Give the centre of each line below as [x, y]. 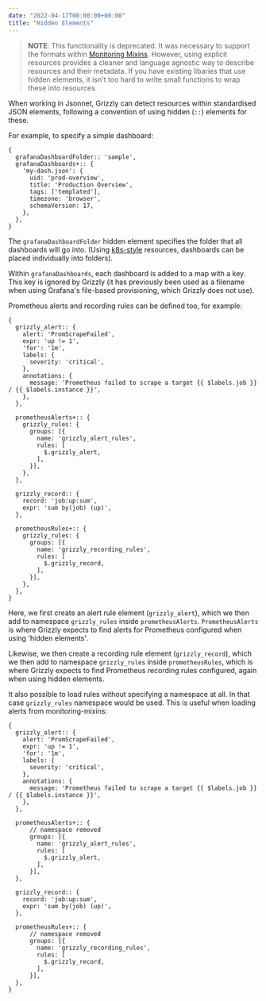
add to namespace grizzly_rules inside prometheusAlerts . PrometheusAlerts [133, 621]
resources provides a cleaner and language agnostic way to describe [141, 62]
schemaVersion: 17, [61, 206]
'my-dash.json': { [53, 171]
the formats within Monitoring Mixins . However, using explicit [127, 54]
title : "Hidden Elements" [51, 23]
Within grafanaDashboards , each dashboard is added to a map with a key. [127, 273]
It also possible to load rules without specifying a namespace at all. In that [129, 694]
